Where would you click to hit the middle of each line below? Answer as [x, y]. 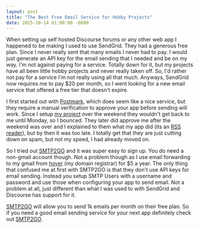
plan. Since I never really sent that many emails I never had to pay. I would [97, 52]
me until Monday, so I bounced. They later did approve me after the [89, 121]
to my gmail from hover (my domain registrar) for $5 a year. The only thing [97, 163]
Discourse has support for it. [41, 195]
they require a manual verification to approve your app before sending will [97, 108]
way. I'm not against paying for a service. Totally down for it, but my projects [100, 65]
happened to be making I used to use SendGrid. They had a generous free [97, 46]
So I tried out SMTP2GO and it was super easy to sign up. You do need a [95, 151]
